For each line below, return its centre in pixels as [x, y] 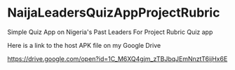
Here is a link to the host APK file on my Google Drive [84, 45]
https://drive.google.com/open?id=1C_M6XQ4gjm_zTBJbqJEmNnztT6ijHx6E [117, 59]
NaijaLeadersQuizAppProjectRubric [114, 13]
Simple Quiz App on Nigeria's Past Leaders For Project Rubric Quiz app [110, 32]
